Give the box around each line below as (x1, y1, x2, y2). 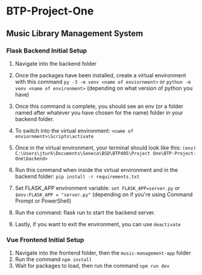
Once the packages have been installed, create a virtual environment (14, 71, 186, 79)
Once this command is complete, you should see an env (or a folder (14, 103, 184, 110)
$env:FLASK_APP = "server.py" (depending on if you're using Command (14, 191, 193, 198)
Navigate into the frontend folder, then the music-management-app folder (14, 249, 191, 257)
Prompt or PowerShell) (14, 197, 72, 204)
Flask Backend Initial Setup (6, 46, 87, 55)
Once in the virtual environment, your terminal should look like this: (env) (14, 144, 197, 151)
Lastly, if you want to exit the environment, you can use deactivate (14, 220, 181, 227)
